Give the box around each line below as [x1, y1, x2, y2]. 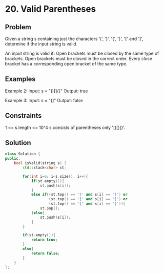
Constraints [5, 111, 42, 120]
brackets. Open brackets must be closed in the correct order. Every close [5, 56, 153, 62]
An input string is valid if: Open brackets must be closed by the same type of [5, 50, 159, 56]
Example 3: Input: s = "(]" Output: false [5, 97, 83, 103]
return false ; [31, 251, 60, 256]
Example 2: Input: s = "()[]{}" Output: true [5, 88, 88, 94]
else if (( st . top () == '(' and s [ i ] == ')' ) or [31, 192, 128, 197]
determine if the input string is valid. [5, 41, 78, 47]
